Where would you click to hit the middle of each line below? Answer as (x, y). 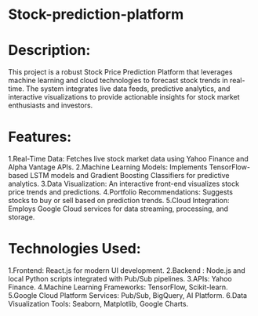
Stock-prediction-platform (96, 15)
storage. (22, 217)
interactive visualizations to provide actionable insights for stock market (124, 97)
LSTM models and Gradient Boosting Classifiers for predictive (130, 176)
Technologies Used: (74, 249)
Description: (49, 51)
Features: (40, 137)
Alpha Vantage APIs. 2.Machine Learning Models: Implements (108, 167)
